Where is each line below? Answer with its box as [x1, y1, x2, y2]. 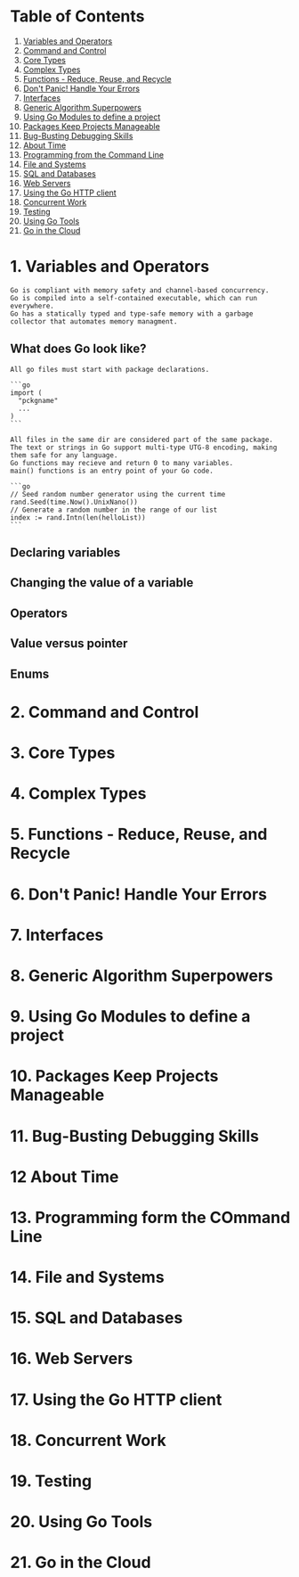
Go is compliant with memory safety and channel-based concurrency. [10, 285, 270, 295]
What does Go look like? [10, 341, 147, 357]
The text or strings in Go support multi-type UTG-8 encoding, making [10, 443, 278, 452]
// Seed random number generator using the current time [10, 489, 226, 498]
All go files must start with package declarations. [10, 365, 210, 374]
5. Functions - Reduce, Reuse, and [10, 825, 268, 844]
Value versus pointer [10, 636, 128, 652]
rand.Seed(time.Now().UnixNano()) [10, 497, 139, 506]
